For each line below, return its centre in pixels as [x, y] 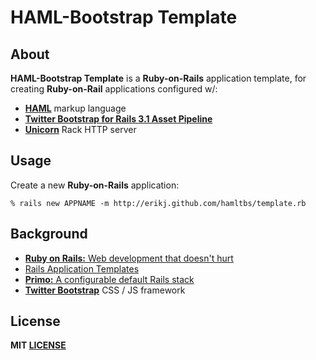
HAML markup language [75, 108]
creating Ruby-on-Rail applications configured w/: [114, 89]
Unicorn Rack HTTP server [80, 129]
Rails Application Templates [82, 268]
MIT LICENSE [38, 345]
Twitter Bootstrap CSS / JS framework [105, 290]
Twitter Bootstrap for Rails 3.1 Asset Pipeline [118, 119]
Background [49, 234]
